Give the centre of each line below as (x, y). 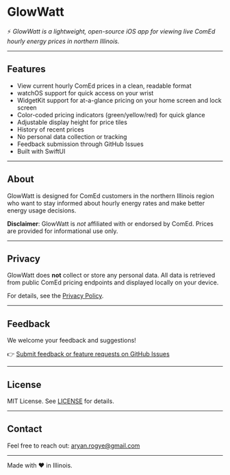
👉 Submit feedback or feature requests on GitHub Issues (88, 354)
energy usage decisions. (42, 210)
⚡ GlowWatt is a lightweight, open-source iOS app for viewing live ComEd (111, 31)
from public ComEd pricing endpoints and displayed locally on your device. (113, 282)
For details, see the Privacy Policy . (55, 296)
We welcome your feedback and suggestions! (72, 341)
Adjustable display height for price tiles (72, 122)
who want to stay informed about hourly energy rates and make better (106, 203)
